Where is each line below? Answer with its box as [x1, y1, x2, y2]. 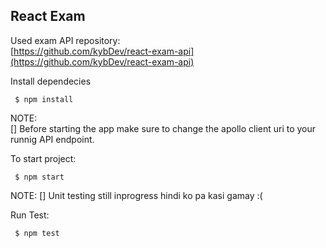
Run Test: [10, 209, 50, 221]
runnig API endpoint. [10, 133, 95, 145]
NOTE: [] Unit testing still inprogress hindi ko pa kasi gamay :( [10, 189, 263, 201]
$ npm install [14, 94, 74, 104]
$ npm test [14, 228, 60, 238]
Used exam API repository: [10, 34, 121, 46]
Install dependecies [10, 75, 92, 87]
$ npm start [14, 172, 65, 182]
